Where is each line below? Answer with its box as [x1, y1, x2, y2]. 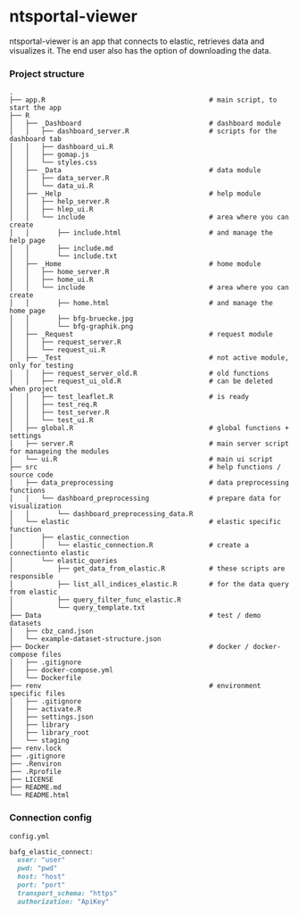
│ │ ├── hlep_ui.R [9, 205, 94, 214]
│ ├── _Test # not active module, [9, 354, 290, 362]
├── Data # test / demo [9, 611, 261, 620]
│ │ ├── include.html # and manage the [9, 229, 274, 237]
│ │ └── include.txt [9, 252, 118, 261]
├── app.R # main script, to [9, 96, 277, 104]
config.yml [9, 832, 50, 841]
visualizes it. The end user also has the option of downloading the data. [9, 45, 272, 55]
